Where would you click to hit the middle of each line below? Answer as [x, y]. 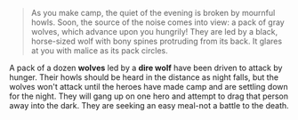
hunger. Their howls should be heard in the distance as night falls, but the [144, 77]
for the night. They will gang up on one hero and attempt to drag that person [149, 96]
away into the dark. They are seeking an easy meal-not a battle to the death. [149, 105]
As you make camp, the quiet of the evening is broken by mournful [153, 13]
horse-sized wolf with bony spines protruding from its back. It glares [157, 41]
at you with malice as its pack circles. [99, 51]
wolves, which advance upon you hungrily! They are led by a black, [154, 32]
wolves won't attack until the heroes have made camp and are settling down [149, 87]
